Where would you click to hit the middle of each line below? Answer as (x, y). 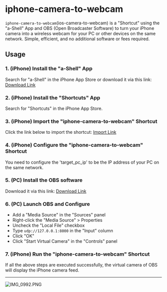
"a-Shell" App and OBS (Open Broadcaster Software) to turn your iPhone (80, 28)
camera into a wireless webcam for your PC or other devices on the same (80, 33)
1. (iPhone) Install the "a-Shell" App (49, 69)
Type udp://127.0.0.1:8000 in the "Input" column (63, 231)
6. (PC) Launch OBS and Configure (48, 204)
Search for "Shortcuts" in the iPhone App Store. (54, 108)
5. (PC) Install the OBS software (44, 180)
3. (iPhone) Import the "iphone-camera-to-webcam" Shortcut (81, 121)
